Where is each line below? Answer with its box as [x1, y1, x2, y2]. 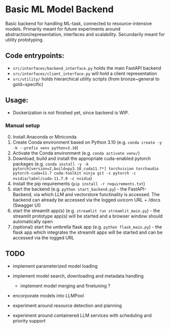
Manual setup [5, 122, 40, 129]
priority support [12, 317, 46, 324]
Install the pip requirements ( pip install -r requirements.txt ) [12, 180, 146, 186]
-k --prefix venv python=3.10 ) [12, 144, 79, 151]
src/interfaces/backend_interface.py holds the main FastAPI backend [12, 65, 161, 71]
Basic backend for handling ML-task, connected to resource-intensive [5, 20, 152, 26]
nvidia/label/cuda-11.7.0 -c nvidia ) [12, 175, 93, 181]
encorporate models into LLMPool [12, 292, 84, 298]
